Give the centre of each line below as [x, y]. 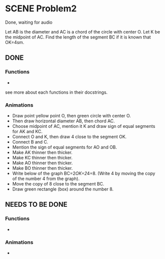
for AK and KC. [27, 131]
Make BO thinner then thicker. [42, 168]
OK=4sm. [15, 42]
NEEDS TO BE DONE [36, 204]
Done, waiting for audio [29, 22]
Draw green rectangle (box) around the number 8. [63, 189]
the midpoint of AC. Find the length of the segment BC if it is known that [78, 37]
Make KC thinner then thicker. [42, 157]
